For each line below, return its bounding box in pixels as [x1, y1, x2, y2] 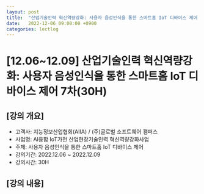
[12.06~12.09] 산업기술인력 [6, 54, 141, 68]
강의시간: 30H [15, 159, 49, 166]
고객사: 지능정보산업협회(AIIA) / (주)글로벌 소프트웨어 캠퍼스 [15, 128, 158, 135]
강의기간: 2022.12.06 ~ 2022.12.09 [15, 151, 101, 159]
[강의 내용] [6, 178, 45, 189]
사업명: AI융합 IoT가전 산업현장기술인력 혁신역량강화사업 [15, 135, 150, 143]
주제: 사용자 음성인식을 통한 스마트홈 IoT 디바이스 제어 [15, 143, 144, 151]
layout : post [6, 9, 40, 15]
